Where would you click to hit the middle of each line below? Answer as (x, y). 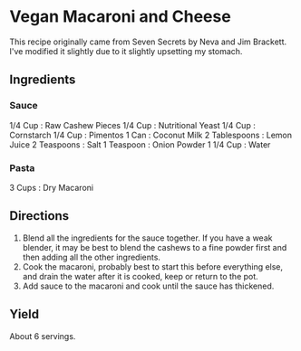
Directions (39, 216)
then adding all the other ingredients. (92, 257)
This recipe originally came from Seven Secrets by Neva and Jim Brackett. (148, 42)
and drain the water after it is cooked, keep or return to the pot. (140, 276)
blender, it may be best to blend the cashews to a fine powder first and (155, 247)
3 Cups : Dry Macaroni (51, 187)
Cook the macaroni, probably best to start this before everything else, (153, 266)
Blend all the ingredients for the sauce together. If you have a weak (147, 238)
